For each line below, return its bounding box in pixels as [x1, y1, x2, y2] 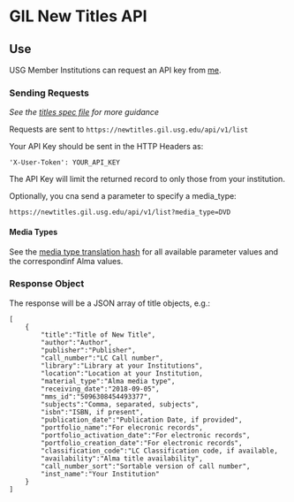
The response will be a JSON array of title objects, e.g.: [9, 298, 210, 308]
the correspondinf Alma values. [9, 255, 124, 266]
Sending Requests [9, 87, 90, 99]
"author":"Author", [41, 338, 113, 346]
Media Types [9, 226, 58, 237]
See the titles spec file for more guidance [9, 107, 160, 118]
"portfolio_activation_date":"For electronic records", [41, 430, 251, 439]
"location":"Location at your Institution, [41, 369, 203, 377]
